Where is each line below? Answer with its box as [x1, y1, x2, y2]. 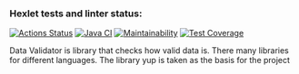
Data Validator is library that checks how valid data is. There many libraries [9, 45, 289, 56]
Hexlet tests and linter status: [9, 7, 143, 20]
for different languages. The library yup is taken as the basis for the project [9, 55, 291, 66]
